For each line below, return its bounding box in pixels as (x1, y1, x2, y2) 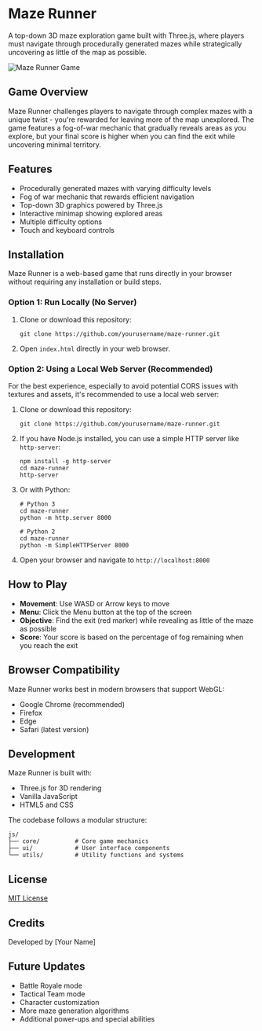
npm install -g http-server (19, 457, 111, 465)
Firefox (19, 708, 43, 717)
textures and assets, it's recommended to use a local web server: (8, 389, 220, 399)
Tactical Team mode (19, 989, 86, 999)
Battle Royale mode (19, 981, 82, 990)
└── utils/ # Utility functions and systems (8, 851, 184, 860)
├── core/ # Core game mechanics (8, 838, 149, 845)
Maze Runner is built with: (8, 768, 93, 778)
